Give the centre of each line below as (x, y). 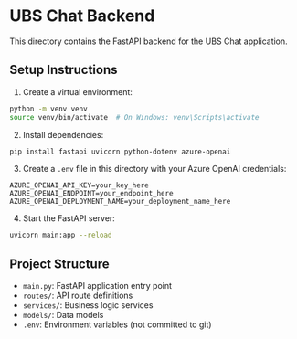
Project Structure (59, 264)
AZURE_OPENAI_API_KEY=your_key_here (79, 185)
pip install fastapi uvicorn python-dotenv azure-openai (120, 152)
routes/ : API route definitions (78, 296)
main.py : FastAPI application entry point (97, 286)
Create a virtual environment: (77, 91)
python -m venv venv (49, 109)
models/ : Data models (63, 315)
